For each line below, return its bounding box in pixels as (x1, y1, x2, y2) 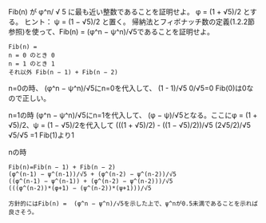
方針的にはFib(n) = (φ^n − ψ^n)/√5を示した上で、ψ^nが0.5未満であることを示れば (8, 200, 258, 208)
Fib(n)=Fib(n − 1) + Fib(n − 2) (8, 163, 116, 171)
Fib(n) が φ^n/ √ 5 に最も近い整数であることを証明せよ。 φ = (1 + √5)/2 (8, 7, 242, 16)
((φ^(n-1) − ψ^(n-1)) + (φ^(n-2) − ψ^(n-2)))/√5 (8, 177, 173, 185)
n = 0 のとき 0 (8, 51, 55, 59)
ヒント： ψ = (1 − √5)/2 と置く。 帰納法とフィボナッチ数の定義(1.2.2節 (23, 17, 256, 26)
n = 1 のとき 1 (8, 60, 55, 68)
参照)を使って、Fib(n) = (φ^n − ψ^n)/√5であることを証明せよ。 (8, 27, 214, 36)
